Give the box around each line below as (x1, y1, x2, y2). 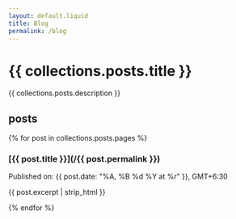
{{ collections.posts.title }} (8, 61, 192, 80)
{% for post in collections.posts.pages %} (8, 133, 148, 143)
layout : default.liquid (8, 11, 89, 20)
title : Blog (8, 19, 48, 27)
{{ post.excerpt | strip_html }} (8, 187, 106, 197)
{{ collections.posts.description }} (8, 88, 121, 98)
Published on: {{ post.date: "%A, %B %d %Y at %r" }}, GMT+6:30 (8, 171, 228, 182)
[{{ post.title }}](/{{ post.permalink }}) (8, 154, 161, 165)
